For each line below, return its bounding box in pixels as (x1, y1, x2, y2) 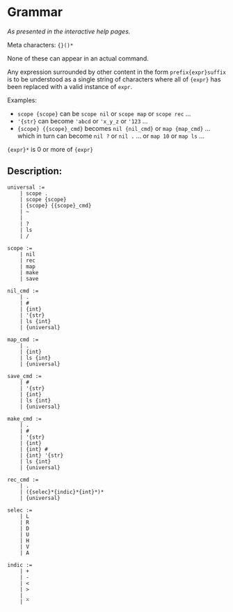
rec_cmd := (7, 476, 39, 483)
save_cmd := (7, 372, 42, 379)
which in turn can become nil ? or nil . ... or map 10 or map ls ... (17, 132, 205, 140)
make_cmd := (7, 415, 42, 422)
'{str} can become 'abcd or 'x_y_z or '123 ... (17, 116, 148, 125)
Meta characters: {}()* (7, 40, 74, 49)
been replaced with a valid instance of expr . (7, 82, 133, 91)
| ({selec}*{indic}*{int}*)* (19, 488, 104, 495)
